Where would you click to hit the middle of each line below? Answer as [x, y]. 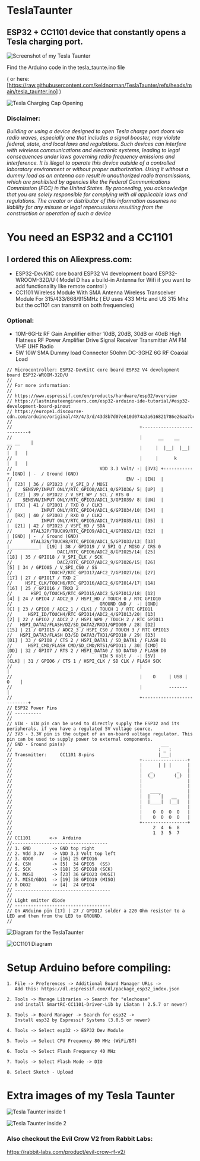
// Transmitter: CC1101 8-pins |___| [89, 755]
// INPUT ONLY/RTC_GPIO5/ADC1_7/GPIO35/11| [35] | [85, 521]
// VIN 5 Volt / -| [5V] [81, 656]
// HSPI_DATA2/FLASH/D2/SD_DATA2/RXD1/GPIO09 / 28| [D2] [81, 625]
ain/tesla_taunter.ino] [32, 92]
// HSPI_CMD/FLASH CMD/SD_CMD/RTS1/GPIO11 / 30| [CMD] [83, 646]
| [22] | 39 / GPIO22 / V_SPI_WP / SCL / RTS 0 [68, 495]
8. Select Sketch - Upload [40, 1072]
